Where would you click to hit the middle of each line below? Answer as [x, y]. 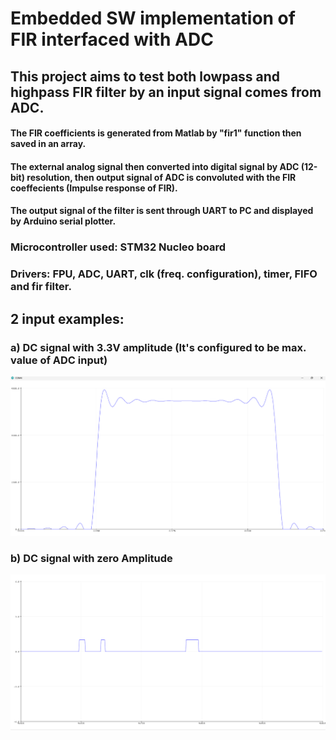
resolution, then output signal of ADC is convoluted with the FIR [161, 177]
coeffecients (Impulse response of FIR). [94, 188]
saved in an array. [48, 144]
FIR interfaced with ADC [112, 39]
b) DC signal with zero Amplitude [91, 558]
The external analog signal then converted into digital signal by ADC [155, 166]
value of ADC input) [59, 360]
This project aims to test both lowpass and [145, 76]
